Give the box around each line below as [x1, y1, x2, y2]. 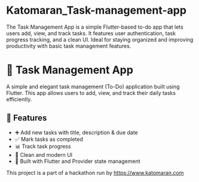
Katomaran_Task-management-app [6, 4, 187, 17]
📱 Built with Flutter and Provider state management [14, 158, 140, 165]
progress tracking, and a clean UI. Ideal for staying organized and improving [6, 36, 194, 43]
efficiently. [6, 95, 32, 103]
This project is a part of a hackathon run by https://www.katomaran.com [6, 169, 184, 176]
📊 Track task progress [14, 143, 71, 150]
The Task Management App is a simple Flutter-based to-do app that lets [6, 23, 183, 30]
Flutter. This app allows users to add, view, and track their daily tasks [6, 89, 176, 96]
